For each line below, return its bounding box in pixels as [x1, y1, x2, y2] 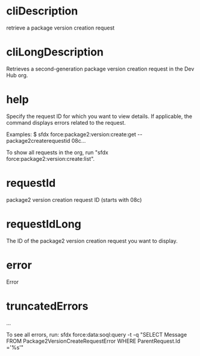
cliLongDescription [6, 45, 104, 59]
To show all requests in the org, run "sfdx [6, 149, 108, 156]
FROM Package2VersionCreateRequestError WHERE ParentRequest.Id [6, 337, 181, 345]
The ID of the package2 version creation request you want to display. [6, 237, 178, 245]
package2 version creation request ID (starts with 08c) [6, 196, 142, 203]
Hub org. [6, 71, 28, 79]
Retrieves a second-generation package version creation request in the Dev [6, 65, 195, 72]
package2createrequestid [6, 137, 70, 144]
